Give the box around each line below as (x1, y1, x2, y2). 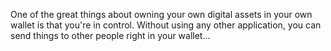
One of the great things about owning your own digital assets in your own (10, 9, 313, 20)
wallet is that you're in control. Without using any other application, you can (10, 19, 322, 31)
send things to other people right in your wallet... (10, 30, 211, 41)
